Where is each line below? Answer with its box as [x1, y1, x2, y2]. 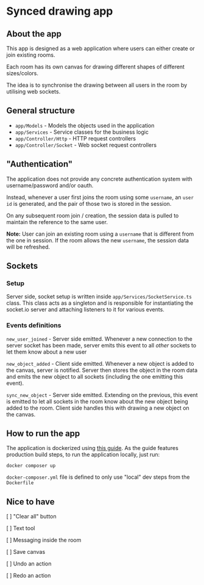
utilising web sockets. [6, 88, 61, 95]
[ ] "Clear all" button [6, 513, 57, 520]
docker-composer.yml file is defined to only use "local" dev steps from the [6, 473, 190, 481]
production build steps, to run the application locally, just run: [6, 451, 160, 459]
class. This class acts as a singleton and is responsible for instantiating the [6, 299, 194, 307]
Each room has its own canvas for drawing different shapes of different [6, 63, 185, 70]
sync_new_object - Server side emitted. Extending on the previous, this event [6, 391, 198, 398]
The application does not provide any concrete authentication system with [6, 175, 193, 183]
